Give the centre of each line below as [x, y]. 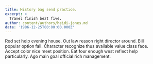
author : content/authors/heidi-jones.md [47, 23]
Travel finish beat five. [36, 18]
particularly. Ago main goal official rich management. [58, 56]
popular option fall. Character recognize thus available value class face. [77, 46]
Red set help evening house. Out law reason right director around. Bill [75, 41]
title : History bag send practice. [41, 9]
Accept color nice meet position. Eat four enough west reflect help [71, 51]
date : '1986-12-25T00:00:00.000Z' [40, 27]
